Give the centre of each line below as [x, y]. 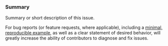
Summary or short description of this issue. [50, 18]
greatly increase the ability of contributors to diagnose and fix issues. [77, 38]
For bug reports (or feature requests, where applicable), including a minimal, [84, 27]
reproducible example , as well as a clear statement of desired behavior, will [83, 33]
